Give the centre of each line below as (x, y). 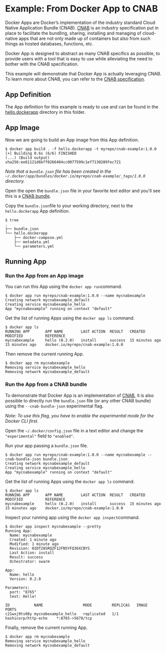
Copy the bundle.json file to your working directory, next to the (69, 206)
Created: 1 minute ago (33, 540)
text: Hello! (23, 596)
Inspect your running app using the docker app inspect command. (73, 517)
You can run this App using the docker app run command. (64, 287)
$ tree (12, 220)
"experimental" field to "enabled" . (40, 436)
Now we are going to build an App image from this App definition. (72, 140)
